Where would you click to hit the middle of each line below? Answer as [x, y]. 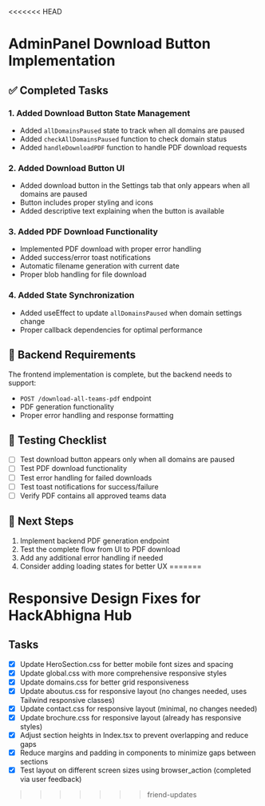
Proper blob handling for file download [83, 274]
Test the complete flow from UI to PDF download [100, 549]
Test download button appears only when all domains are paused [127, 460]
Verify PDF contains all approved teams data [93, 496]
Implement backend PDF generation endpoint [95, 541]
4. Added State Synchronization [71, 295]
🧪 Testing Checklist [57, 440]
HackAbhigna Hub [70, 615]
